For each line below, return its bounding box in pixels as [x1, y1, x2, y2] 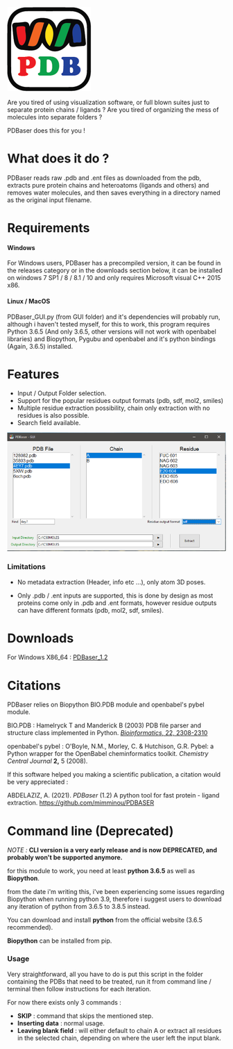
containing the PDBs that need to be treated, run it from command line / [7, 977, 212, 986]
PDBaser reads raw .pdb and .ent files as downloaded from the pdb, [7, 174, 202, 182]
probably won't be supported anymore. [7, 853, 123, 861]
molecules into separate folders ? [7, 113, 103, 121]
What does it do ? [7, 151, 110, 167]
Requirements [7, 220, 90, 236]
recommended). [7, 923, 53, 932]
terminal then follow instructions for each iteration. [7, 984, 151, 993]
